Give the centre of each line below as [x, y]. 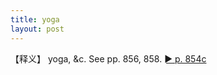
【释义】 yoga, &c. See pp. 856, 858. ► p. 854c [108, 58]
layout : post [37, 29]
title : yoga [35, 19]
